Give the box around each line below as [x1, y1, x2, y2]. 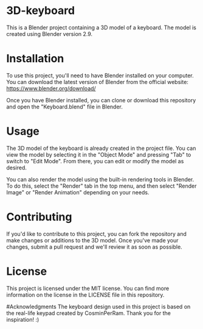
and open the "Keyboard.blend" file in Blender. [6, 103, 123, 110]
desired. [6, 164, 27, 171]
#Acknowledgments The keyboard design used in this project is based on [6, 303, 191, 310]
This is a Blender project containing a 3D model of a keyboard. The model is [6, 24, 196, 31]
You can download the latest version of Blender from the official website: [6, 78, 188, 85]
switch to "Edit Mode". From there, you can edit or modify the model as [6, 157, 184, 164]
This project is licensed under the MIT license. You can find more [6, 285, 170, 292]
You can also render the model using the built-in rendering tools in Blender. [6, 175, 194, 183]
